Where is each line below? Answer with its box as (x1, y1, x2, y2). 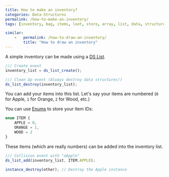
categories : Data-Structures (5, 12, 66, 17)
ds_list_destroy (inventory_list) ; (5, 81, 78, 87)
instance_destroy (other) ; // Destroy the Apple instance (5, 167, 127, 172)
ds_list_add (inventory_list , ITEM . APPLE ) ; (5, 158, 96, 163)
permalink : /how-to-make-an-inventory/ (5, 17, 89, 22)
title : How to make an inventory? (5, 7, 78, 13)
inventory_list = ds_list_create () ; (5, 68, 82, 73)
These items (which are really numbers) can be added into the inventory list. (5, 143, 163, 149)
